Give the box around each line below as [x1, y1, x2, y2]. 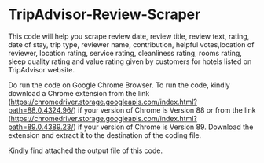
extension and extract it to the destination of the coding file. [8, 130, 202, 139]
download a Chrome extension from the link [8, 88, 150, 98]
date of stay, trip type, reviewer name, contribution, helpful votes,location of [8, 39, 255, 49]
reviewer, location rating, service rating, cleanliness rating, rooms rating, [8, 48, 242, 57]
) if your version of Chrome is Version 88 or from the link [73, 105, 256, 115]
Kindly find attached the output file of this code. [8, 146, 163, 155]
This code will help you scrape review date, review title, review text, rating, [8, 31, 250, 41]
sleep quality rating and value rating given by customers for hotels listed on [8, 57, 252, 66]
